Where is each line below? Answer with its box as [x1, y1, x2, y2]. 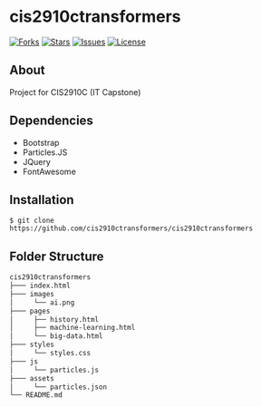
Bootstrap [22, 137, 60, 148]
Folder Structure [9, 248, 104, 264]
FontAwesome [22, 166, 77, 177]
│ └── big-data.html [9, 332, 103, 341]
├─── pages [9, 306, 51, 315]
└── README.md [9, 391, 63, 400]
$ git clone [9, 216, 54, 226]
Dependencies [9, 113, 93, 129]
